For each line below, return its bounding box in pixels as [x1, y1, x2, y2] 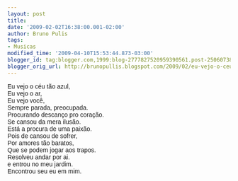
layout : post [7, 10, 46, 18]
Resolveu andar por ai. [7, 153, 70, 161]
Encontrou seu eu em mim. [7, 167, 82, 175]
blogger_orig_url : [7, 63, 62, 70]
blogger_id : [7, 57, 42, 64]
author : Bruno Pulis [7, 30, 69, 37]
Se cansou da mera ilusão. [7, 117, 81, 126]
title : [7, 17, 27, 24]
